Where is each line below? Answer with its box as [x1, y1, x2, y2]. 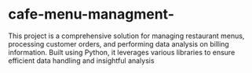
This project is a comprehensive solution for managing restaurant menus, [8, 31, 245, 40]
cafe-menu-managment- [8, 5, 175, 23]
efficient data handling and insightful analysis [8, 56, 155, 65]
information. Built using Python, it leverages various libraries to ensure [8, 47, 236, 57]
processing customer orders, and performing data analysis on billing [8, 39, 229, 48]
